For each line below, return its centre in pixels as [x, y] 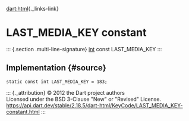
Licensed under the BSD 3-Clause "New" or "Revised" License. [84, 99]
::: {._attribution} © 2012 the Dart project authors [65, 92]
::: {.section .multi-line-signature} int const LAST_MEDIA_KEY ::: [84, 49]
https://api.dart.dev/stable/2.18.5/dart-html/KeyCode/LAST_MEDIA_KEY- [94, 105]
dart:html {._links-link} [33, 9]
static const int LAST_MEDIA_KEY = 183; [57, 82]
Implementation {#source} [56, 68]
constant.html [23, 111]
